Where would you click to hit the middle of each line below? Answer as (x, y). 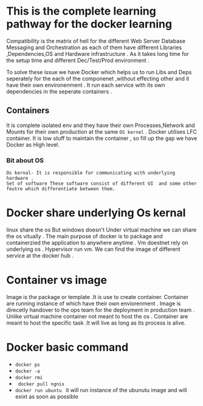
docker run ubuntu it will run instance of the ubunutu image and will (101, 390)
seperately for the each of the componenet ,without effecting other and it (98, 78)
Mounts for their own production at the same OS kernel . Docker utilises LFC (102, 131)
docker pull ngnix (41, 384)
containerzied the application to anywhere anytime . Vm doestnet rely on (97, 243)
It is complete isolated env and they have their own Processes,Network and (101, 125)
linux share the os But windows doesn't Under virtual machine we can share (101, 230)
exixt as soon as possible (47, 396)
